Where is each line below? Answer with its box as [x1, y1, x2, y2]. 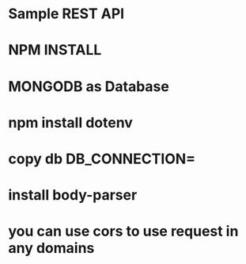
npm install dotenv [8, 113, 133, 132]
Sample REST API [8, 5, 125, 23]
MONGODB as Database [8, 77, 170, 95]
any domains [8, 239, 95, 258]
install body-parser [8, 186, 138, 205]
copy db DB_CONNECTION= [8, 150, 196, 167]
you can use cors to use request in [8, 223, 239, 240]
